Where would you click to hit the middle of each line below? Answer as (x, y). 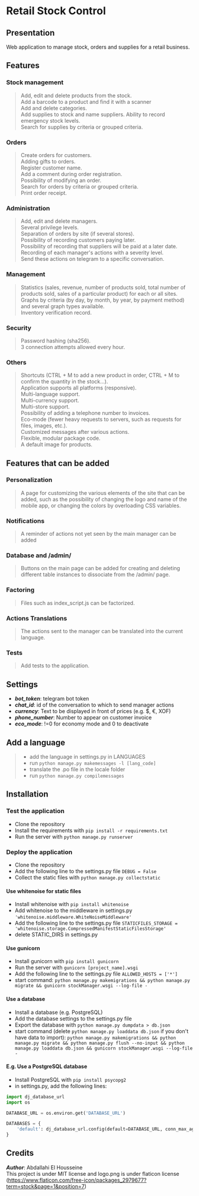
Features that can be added (58, 463)
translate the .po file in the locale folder (77, 769)
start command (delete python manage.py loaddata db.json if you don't (101, 1031)
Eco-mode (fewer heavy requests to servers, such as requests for (101, 420)
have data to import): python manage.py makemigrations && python (95, 1037)
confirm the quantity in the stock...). (64, 382)
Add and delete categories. (54, 108)
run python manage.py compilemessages (77, 775)
